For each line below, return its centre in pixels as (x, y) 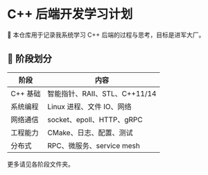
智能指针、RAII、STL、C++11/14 (102, 93)
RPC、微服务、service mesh (94, 145)
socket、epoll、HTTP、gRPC (95, 119)
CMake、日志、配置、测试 (90, 133)
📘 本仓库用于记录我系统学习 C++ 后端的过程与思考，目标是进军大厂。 (106, 35)
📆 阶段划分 (29, 59)
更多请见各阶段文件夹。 (41, 164)
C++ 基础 (26, 93)
